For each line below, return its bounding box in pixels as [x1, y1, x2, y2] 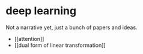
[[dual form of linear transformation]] [14, 42, 106, 49]
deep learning [5, 4, 76, 18]
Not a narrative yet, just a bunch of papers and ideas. [5, 24, 138, 31]
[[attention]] [14, 35, 44, 42]
